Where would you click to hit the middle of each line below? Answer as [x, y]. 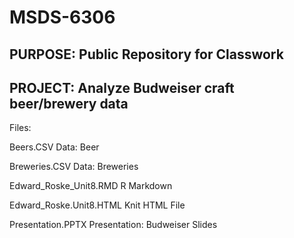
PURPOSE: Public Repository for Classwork [146, 54]
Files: [20, 128]
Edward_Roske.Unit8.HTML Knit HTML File [97, 205]
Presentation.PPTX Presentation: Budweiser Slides [113, 225]
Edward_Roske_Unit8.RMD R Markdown [91, 186]
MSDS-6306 [62, 17]
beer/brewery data [69, 103]
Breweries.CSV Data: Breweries [74, 167]
